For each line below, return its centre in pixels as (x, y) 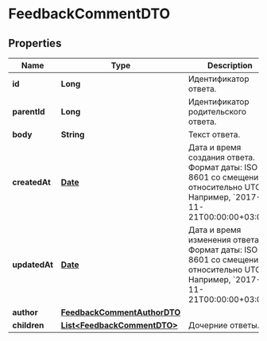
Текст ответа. (214, 134)
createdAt (32, 182)
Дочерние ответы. (224, 325)
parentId (29, 112)
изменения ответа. (224, 240)
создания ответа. (222, 157)
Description (230, 66)
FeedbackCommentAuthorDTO (121, 312)
